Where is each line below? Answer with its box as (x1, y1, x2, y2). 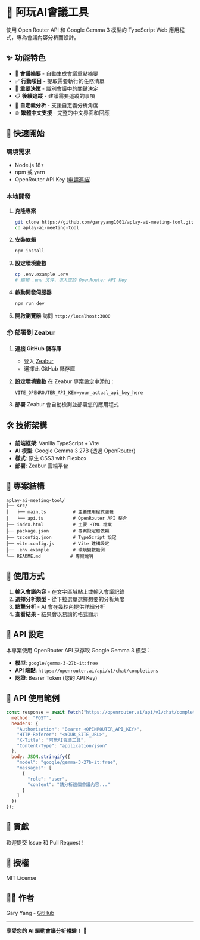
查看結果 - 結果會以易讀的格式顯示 (14, 610, 99, 618)
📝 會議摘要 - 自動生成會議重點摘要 (14, 70, 99, 77)
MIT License (6, 874, 37, 881)
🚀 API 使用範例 (6, 693, 60, 703)
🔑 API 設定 (6, 630, 44, 640)
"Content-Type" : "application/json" (17, 742, 108, 749)
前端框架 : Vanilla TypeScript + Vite (14, 440, 99, 447)
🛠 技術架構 (6, 420, 48, 430)
